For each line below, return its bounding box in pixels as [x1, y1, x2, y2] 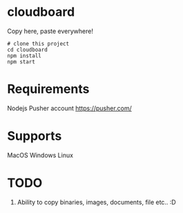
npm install [7, 52, 41, 59]
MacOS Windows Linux [7, 151, 74, 159]
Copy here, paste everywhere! [7, 27, 93, 35]
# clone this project [7, 40, 70, 47]
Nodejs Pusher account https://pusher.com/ [7, 104, 133, 112]
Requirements [7, 81, 90, 97]
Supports [7, 128, 62, 144]
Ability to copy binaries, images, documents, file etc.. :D [17, 198, 176, 206]
